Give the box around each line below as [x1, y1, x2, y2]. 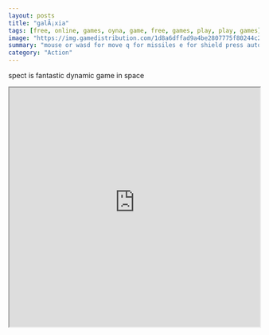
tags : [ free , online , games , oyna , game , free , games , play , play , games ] [8, 26, 262, 34]
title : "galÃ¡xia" [8, 19, 69, 27]
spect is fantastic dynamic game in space [8, 71, 145, 80]
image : [8, 33, 30, 42]
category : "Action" [8, 49, 73, 57]
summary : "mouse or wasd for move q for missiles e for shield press [8, 41, 244, 49]
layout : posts [8, 11, 56, 20]
